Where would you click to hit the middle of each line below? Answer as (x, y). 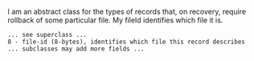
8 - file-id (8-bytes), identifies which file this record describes (127, 42)
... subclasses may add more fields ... (76, 49)
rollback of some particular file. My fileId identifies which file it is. (115, 20)
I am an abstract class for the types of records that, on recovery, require (127, 12)
